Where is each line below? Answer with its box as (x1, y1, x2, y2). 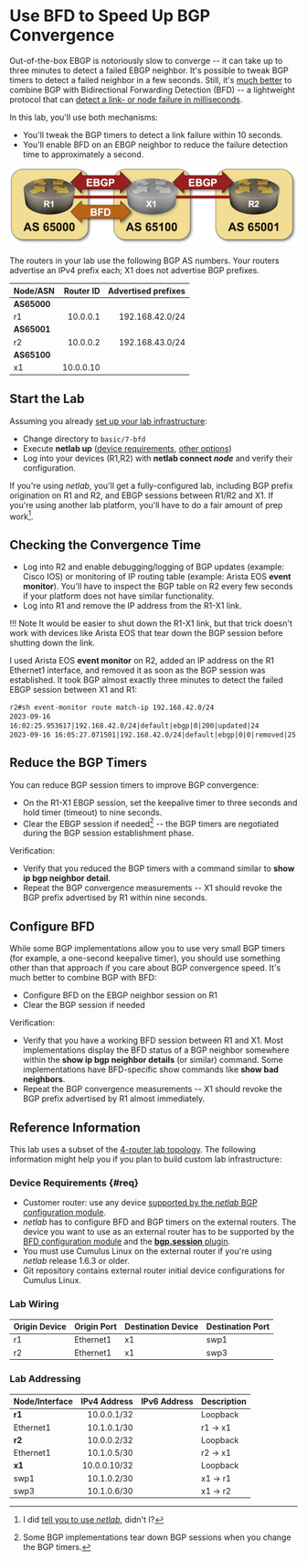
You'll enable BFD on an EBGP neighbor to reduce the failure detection (22, 139, 288, 150)
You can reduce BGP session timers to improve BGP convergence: (9, 779, 259, 791)
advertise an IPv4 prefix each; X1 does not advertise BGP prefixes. (9, 265, 260, 276)
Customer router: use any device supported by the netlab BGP (22, 1197, 258, 1208)
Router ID (63, 285, 101, 296)
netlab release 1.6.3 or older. (22, 1256, 130, 1267)
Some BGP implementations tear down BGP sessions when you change (22, 1532, 291, 1543)
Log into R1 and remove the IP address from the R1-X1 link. (22, 600, 242, 611)
